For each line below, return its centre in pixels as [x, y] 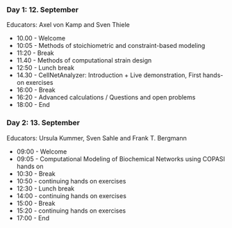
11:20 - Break [35, 53]
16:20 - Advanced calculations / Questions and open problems [106, 97]
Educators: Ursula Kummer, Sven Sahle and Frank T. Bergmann [97, 138]
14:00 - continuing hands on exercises [71, 195]
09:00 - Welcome [42, 152]
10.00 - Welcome [41, 38]
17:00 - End [33, 218]
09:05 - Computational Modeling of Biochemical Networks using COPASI [121, 158]
